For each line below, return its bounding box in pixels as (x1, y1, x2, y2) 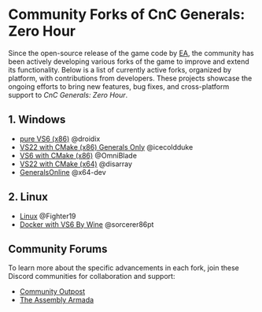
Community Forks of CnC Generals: (8, 6, 245, 24)
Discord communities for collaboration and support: (8, 272, 175, 281)
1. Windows (8, 113, 66, 127)
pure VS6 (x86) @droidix (19, 134, 101, 143)
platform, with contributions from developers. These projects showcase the (8, 73, 253, 83)
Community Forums (8, 242, 108, 255)
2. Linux (8, 191, 49, 204)
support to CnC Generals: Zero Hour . (8, 90, 128, 99)
